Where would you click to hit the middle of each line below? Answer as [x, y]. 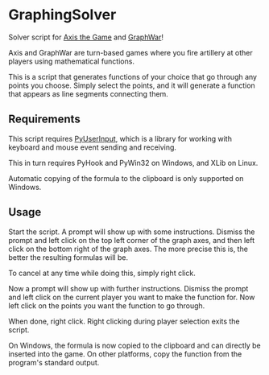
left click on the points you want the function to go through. [107, 305]
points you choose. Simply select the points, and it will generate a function [132, 85]
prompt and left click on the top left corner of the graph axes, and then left [132, 240]
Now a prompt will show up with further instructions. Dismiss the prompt [128, 288]
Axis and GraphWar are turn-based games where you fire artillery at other [130, 52]
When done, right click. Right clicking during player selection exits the [124, 321]
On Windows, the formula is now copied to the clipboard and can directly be [134, 345]
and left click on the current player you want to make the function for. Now [132, 297]
